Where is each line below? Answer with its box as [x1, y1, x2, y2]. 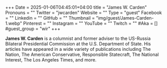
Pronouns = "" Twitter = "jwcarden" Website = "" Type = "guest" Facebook [5, 10, 162, 16]
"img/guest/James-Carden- [95, 15, 154, 21]
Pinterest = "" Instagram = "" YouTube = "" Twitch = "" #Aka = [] [23, 20, 158, 26]
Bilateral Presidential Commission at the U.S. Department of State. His [5, 41, 151, 47]
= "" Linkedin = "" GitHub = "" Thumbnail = [5, 15, 95, 21]
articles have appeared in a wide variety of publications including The [5, 46, 151, 52]
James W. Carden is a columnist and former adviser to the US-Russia [5, 35, 151, 41]
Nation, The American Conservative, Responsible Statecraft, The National [5, 51, 159, 57]
